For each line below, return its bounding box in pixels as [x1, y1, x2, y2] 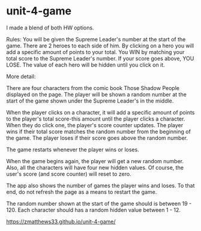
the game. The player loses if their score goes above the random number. [6, 134, 188, 142]
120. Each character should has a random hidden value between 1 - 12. [6, 206, 181, 214]
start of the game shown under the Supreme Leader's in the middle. [6, 97, 174, 104]
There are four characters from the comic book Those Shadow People [6, 84, 180, 91]
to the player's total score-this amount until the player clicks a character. [6, 115, 185, 122]
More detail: [6, 73, 36, 80]
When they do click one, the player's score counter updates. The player [6, 121, 184, 128]
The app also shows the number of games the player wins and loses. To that [6, 182, 195, 189]
